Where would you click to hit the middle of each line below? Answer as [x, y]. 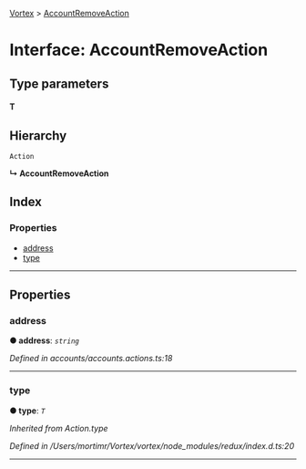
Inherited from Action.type [59, 428]
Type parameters [59, 83]
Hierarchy [38, 135]
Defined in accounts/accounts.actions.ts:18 [91, 359]
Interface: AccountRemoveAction [139, 50]
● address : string [45, 340]
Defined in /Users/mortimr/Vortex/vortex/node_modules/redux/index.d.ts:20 [152, 445]
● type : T [27, 411]
